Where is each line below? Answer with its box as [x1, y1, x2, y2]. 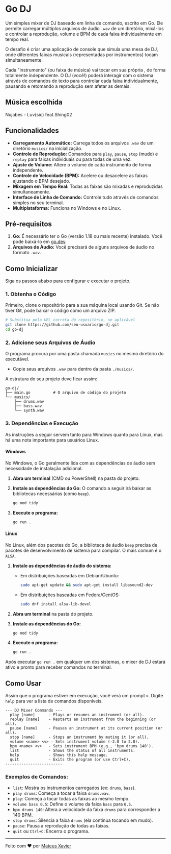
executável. [5, 356, 30, 362]
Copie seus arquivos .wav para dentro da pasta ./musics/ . [12, 366, 134, 372]
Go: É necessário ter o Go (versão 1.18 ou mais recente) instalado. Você [12, 233, 163, 239]
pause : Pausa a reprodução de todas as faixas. [12, 823, 110, 829]
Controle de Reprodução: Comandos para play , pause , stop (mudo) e [12, 151, 158, 157]
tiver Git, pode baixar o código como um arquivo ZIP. [5, 307, 116, 314]
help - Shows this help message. [10, 752, 108, 758]
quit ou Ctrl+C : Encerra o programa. [12, 828, 90, 835]
